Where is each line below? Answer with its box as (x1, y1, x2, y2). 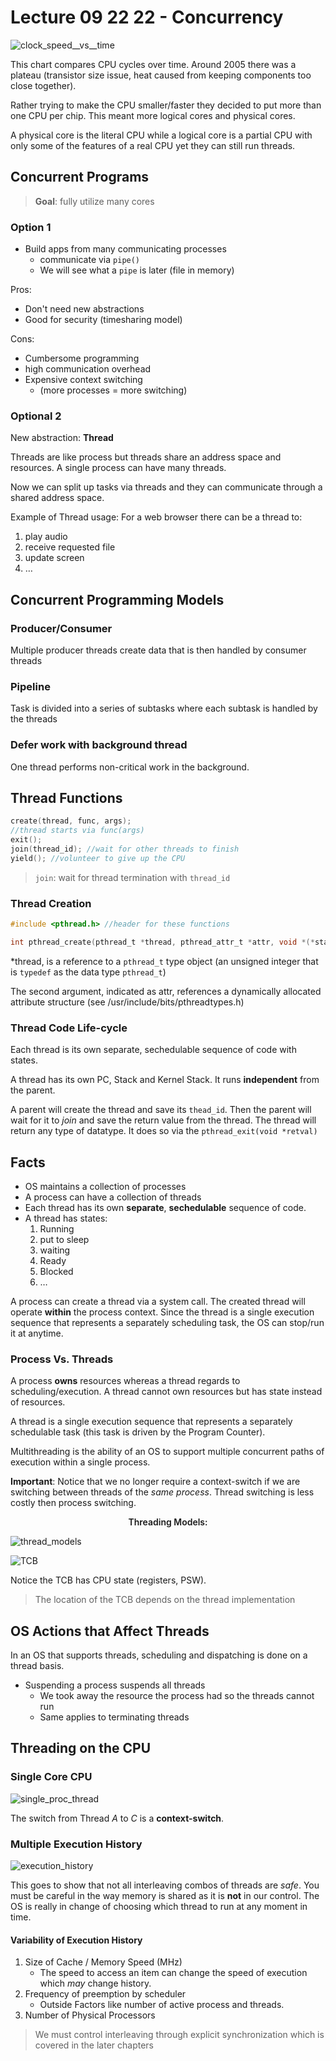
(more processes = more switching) (39, 384, 188, 396)
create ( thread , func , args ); (10, 816, 132, 826)
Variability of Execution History (10, 1934, 143, 1946)
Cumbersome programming (24, 352, 140, 365)
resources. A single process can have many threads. (10, 462, 227, 474)
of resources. (10, 1396, 66, 1408)
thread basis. (10, 1660, 65, 1672)
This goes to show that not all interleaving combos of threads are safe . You (10, 1879, 320, 1891)
